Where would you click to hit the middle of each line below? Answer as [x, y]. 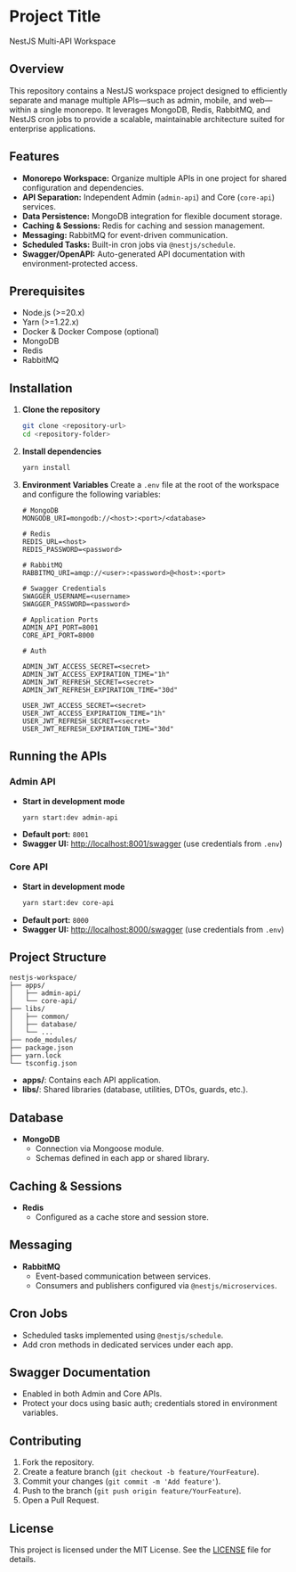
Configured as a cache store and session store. [122, 1217]
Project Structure [58, 957]
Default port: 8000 [55, 919]
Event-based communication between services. [123, 1276]
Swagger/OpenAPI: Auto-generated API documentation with [134, 254]
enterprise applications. [52, 128]
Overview [37, 69]
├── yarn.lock [36, 1056]
